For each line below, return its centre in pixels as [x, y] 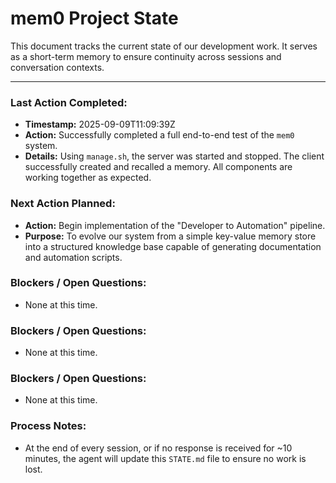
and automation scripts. [73, 257]
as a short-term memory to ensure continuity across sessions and [146, 56]
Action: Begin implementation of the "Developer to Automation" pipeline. [175, 225]
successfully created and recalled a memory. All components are [158, 167]
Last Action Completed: [69, 102]
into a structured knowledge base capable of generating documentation [173, 246]
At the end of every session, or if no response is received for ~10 [158, 448]
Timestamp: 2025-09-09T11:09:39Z [100, 124]
